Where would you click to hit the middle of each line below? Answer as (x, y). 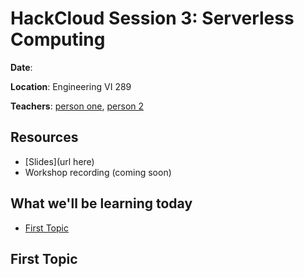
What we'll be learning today (101, 203)
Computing (58, 39)
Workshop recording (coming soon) (98, 172)
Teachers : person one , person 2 (77, 106)
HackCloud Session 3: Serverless (152, 18)
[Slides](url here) (59, 161)
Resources (44, 137)
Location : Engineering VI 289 (71, 86)
